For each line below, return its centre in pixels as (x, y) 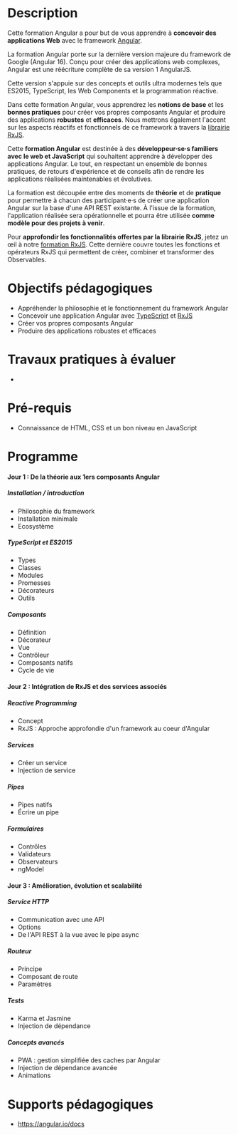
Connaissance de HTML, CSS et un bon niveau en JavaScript (107, 427)
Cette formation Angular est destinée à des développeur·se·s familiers (113, 148)
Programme (43, 456)
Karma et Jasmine (44, 1019)
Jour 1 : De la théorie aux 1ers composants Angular (83, 477)
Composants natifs (45, 663)
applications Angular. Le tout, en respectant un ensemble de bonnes (107, 164)
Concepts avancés (36, 1042)
